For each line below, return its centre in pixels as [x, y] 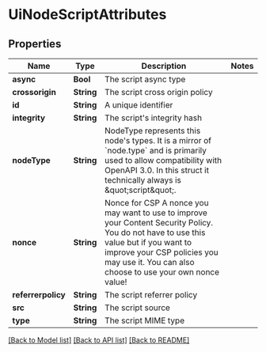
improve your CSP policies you [161, 252]
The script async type [145, 79]
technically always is [143, 180]
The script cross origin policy [158, 92]
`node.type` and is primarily [156, 150]
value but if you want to [148, 242]
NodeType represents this [152, 131]
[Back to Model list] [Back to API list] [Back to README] [99, 340]
